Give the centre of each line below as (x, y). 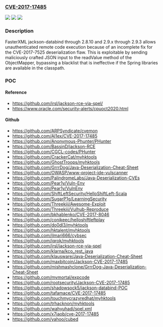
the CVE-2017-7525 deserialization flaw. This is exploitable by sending (76, 52)
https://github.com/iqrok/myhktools (48, 240)
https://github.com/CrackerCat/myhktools (54, 157)
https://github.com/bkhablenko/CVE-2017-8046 (61, 214)
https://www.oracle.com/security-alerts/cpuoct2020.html (70, 108)
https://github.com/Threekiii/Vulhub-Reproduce (60, 209)
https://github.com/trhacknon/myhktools (53, 303)
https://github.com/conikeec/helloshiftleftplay (58, 220)
